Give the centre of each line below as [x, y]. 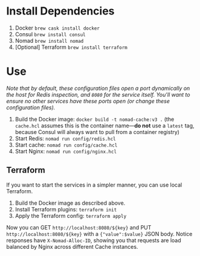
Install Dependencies [60, 11]
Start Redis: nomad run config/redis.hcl [65, 138]
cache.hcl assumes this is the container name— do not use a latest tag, [105, 126]
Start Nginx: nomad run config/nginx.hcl [66, 151]
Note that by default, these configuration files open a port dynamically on [98, 88]
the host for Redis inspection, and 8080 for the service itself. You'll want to [98, 94]
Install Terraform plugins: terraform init [66, 209]
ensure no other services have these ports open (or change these [88, 101]
